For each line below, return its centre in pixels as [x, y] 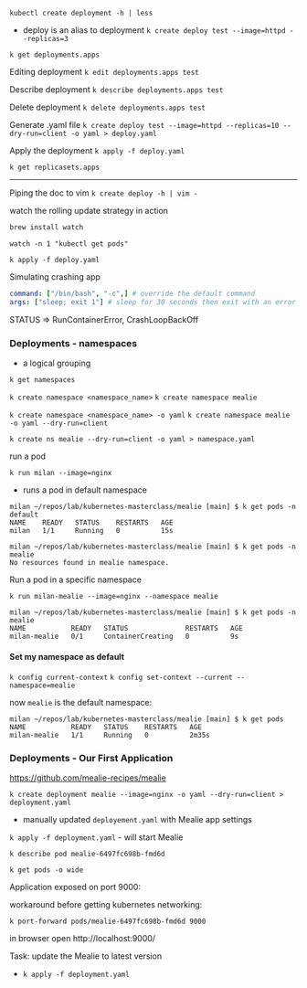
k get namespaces [42, 379]
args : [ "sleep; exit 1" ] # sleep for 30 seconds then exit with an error [153, 302]
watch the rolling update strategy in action [89, 211]
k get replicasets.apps [55, 167]
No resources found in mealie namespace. [90, 562]
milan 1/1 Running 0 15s [91, 530]
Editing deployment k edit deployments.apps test [104, 72]
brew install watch [47, 228]
